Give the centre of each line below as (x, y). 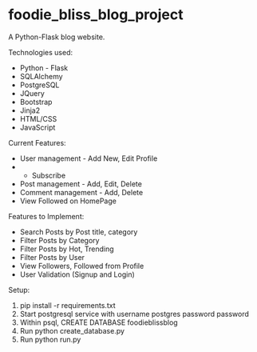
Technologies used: (41, 52)
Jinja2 (30, 110)
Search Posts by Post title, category (79, 232)
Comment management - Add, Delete (81, 192)
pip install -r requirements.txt (67, 305)
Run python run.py (50, 339)
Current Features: (37, 142)
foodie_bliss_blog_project (96, 15)
